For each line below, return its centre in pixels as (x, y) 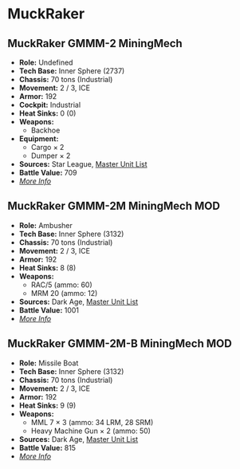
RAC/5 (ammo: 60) (61, 285)
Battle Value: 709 (48, 173)
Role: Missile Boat (49, 363)
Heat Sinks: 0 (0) (47, 113)
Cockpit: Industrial (50, 105)
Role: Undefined (46, 62)
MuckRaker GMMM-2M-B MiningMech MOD (120, 344)
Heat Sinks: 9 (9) (47, 405)
